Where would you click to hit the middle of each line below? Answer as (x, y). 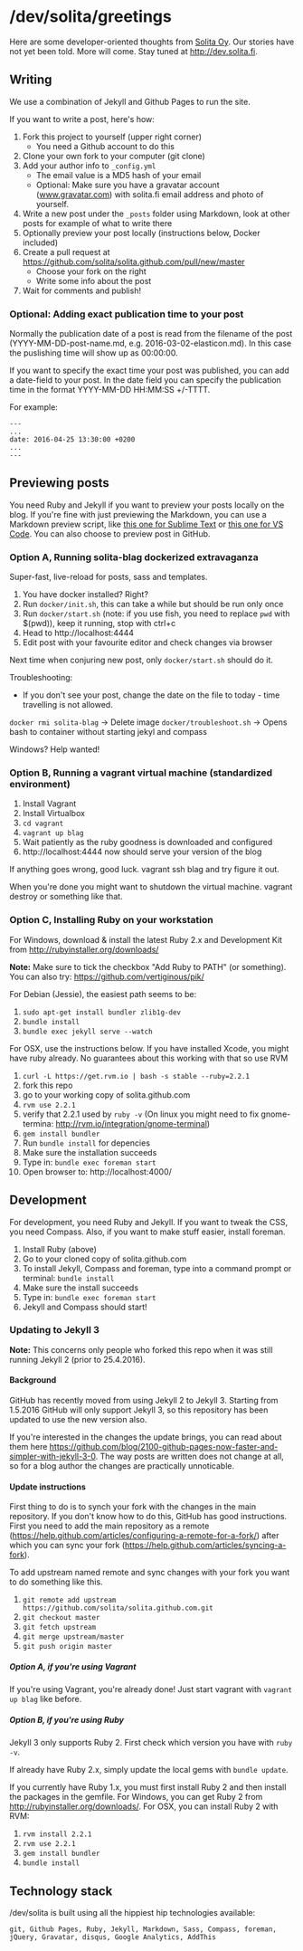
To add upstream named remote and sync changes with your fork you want (150, 1573)
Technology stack (61, 1891)
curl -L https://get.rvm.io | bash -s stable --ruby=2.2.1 (136, 1076)
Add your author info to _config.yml (89, 166)
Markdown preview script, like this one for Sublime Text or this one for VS (147, 524)
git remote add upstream (69, 1600)
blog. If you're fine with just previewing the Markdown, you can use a (138, 514)
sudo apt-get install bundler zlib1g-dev (101, 1012)
